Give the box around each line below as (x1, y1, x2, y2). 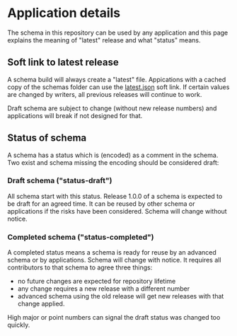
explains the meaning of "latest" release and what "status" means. (7, 35, 201, 44)
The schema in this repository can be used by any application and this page (7, 28, 229, 37)
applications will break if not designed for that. (7, 111, 143, 120)
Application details (7, 5, 121, 21)
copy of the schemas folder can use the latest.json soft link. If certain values (7, 83, 230, 91)
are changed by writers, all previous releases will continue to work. (7, 90, 202, 98)
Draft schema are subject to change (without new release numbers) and (7, 104, 217, 112)
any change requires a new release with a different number (17, 284, 190, 293)
